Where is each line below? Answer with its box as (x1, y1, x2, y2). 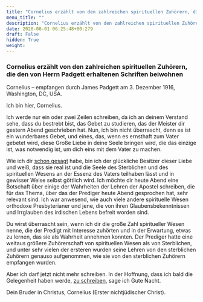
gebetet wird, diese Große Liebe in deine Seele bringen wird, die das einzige (6, 140, 196, 147)
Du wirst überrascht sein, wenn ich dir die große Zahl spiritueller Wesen (6, 220, 185, 228)
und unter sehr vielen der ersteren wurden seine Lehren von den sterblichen (6, 246, 196, 254)
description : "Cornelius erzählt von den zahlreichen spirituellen (6, 20, 180, 26)
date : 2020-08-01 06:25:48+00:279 (6, 25, 94, 32)
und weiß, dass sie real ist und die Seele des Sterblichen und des (6, 164, 169, 171)
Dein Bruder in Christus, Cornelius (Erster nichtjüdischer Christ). (6, 289, 166, 296)
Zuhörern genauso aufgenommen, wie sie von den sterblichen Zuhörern (6, 252, 185, 260)
